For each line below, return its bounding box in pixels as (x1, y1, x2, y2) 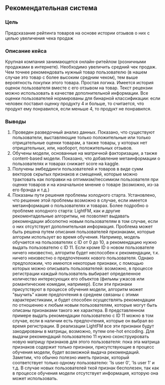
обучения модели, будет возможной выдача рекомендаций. (12, 350, 140, 355)
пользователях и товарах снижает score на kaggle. (12, 161, 120, 167)
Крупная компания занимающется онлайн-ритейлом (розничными (5, 59, 146, 65)
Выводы (5, 118, 26, 125)
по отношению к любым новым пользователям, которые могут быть (12, 302, 158, 308)
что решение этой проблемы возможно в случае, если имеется (12, 197, 147, 204)
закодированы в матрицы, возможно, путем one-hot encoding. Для (12, 328, 154, 334)
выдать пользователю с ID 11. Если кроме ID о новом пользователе (12, 245, 155, 250)
